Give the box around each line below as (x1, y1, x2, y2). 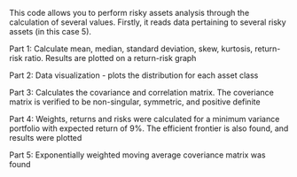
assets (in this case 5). (9, 27, 91, 36)
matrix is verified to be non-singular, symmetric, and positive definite (9, 96, 261, 107)
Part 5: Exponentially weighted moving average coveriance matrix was (9, 150, 266, 160)
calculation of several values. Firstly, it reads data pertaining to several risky (9, 17, 286, 27)
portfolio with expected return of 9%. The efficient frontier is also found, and (9, 123, 289, 134)
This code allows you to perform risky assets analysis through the (9, 8, 250, 18)
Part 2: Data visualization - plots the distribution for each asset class (9, 70, 259, 81)
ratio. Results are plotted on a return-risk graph (24, 53, 197, 63)
